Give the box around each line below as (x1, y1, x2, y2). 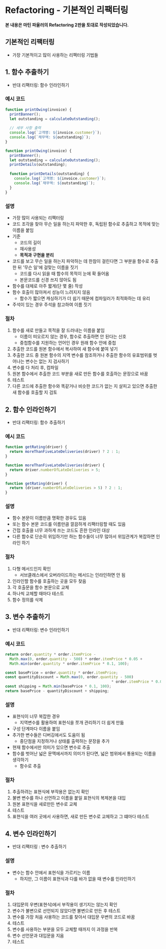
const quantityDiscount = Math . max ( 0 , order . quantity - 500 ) (5, 675, 134, 680)
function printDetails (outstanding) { (9, 172, 90, 177)
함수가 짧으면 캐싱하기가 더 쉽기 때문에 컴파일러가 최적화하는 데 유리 (19, 295, 151, 301)
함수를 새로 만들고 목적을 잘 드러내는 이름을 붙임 (12, 327, 105, 333)
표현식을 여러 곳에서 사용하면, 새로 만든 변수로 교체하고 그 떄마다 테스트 (12, 814, 150, 820)
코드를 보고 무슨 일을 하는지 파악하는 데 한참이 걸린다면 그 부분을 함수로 (12, 258, 150, 264)
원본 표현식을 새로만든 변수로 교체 (12, 801, 78, 807)
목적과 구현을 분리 (19, 252, 54, 258)
